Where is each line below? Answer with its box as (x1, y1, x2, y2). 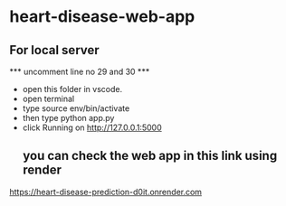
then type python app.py (22, 113, 115, 123)
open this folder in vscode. (22, 84, 123, 94)
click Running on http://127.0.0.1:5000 (22, 122, 163, 133)
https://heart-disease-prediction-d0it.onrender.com (9, 186, 202, 197)
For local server (9, 42, 100, 58)
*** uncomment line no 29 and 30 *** (9, 66, 150, 77)
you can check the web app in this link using (22, 148, 278, 164)
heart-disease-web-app (9, 6, 195, 27)
